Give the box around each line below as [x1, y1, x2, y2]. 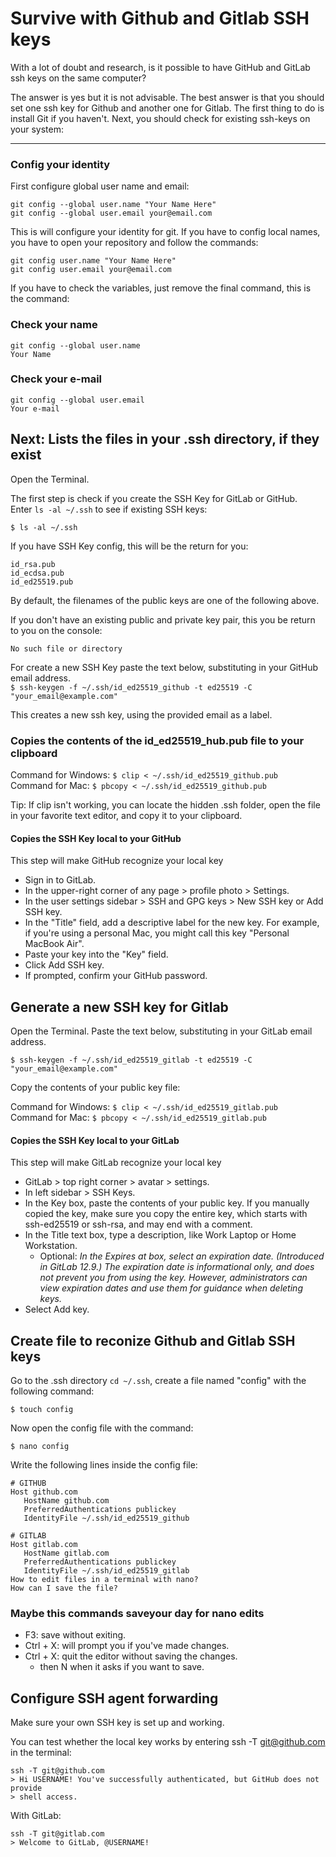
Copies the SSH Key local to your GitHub [10, 832, 182, 844]
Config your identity [10, 157, 111, 171]
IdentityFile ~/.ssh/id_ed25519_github [23, 1513, 190, 1523]
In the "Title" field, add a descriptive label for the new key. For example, [24, 917, 320, 929]
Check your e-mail [10, 372, 103, 386]
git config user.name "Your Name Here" [10, 256, 177, 266]
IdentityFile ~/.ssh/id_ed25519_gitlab [23, 1565, 190, 1576]
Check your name [10, 318, 98, 332]
